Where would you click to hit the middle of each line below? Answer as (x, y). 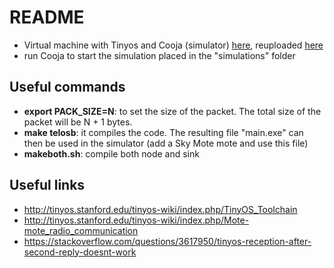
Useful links (47, 185)
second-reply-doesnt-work (80, 252)
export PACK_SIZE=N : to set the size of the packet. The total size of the (172, 111)
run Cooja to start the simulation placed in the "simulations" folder (159, 55)
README (47, 17)
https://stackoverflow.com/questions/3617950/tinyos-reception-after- (167, 241)
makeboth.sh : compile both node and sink (111, 153)
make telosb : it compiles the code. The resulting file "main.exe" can (163, 132)
